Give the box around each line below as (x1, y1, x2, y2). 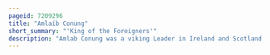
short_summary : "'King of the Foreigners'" (8, 27, 158, 35)
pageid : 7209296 (8, 11, 63, 20)
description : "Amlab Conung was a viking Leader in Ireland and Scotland (8, 34, 263, 43)
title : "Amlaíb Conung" (8, 19, 89, 27)
